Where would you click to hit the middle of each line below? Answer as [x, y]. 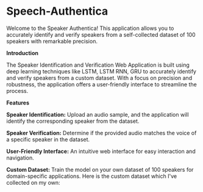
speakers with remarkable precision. [52, 41]
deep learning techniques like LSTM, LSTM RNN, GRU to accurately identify [101, 71]
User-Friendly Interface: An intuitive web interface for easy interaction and [101, 151]
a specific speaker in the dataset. [48, 139]
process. [17, 90]
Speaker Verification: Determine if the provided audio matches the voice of [101, 133]
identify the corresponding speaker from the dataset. [73, 121]
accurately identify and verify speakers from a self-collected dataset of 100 [101, 34]
